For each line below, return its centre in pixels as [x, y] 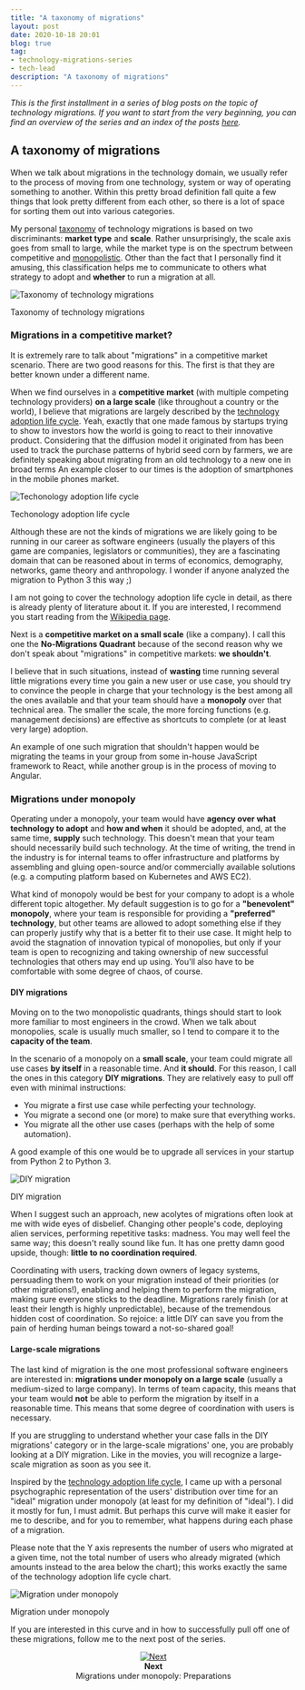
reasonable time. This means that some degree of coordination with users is [152, 1408]
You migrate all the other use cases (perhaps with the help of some [149, 1125]
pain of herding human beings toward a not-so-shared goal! [122, 1328]
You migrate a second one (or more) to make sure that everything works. [159, 1115]
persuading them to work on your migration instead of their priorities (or [145, 1280]
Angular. [26, 775]
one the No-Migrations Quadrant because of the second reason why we [147, 644]
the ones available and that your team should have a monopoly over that [146, 700]
